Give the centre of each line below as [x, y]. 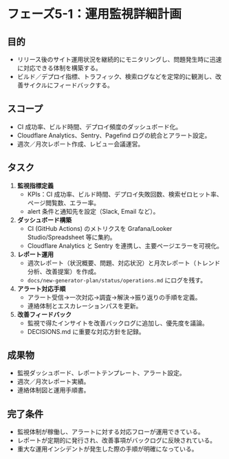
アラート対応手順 [41, 289]
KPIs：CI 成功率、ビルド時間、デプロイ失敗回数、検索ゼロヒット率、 [125, 194]
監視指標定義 [35, 186]
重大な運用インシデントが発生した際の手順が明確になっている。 [107, 449]
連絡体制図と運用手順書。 [53, 390]
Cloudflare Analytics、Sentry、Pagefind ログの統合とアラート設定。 [114, 135]
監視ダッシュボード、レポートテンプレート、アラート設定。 [101, 373]
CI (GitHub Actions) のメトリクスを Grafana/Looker [100, 228]
